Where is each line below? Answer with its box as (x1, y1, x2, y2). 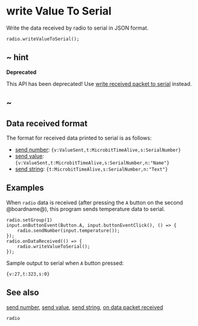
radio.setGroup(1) (6, 217, 53, 223)
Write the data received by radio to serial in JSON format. (6, 24, 149, 31)
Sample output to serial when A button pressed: (6, 259, 124, 267)
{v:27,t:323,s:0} (6, 271, 50, 277)
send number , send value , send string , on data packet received (6, 304, 164, 311)
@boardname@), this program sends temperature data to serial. (6, 205, 165, 212)
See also (6, 287, 39, 298)
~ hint (6, 53, 29, 63)
